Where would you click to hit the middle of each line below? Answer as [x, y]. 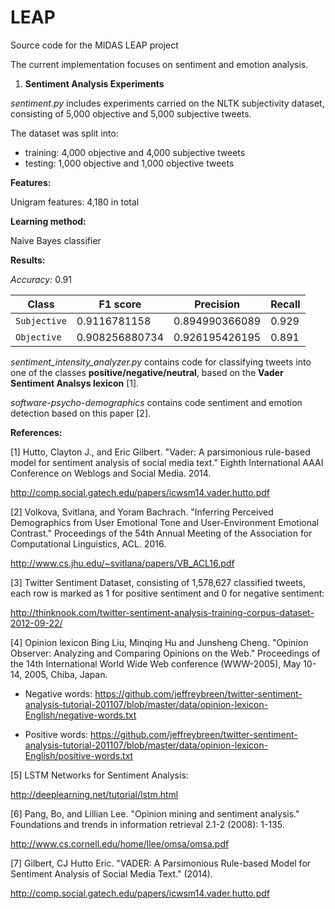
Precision [217, 304]
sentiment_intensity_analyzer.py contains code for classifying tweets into [161, 362]
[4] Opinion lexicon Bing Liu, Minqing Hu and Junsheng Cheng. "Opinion [159, 642]
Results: [28, 260]
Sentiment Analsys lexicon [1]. [75, 383]
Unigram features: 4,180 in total [75, 202]
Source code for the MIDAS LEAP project [94, 45]
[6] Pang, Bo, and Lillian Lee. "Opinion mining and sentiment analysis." [155, 813]
